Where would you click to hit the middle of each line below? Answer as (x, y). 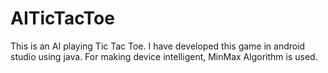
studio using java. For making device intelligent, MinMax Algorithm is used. (164, 56)
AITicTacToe (62, 18)
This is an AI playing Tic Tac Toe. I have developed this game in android (158, 46)
